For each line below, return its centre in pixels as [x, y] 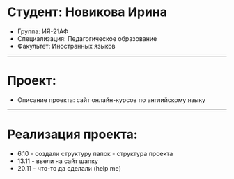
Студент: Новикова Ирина [87, 12]
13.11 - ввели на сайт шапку [58, 161]
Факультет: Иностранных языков [67, 46]
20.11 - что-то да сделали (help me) [69, 168]
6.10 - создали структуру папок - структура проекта [95, 153]
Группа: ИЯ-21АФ [43, 31]
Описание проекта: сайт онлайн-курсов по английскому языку [111, 100]
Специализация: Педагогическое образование [87, 38]
